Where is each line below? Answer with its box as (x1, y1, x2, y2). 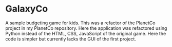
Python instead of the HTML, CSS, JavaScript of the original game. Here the (5, 30, 166, 36)
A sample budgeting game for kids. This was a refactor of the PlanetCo (5, 20, 156, 26)
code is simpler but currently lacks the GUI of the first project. (5, 36, 136, 42)
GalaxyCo (5, 3, 48, 15)
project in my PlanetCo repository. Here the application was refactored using (5, 25, 167, 31)
